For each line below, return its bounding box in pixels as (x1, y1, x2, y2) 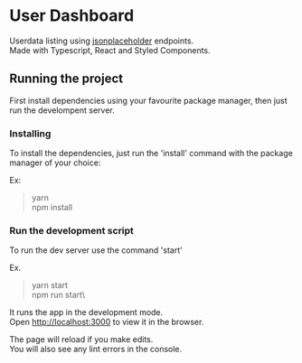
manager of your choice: (9, 157, 101, 168)
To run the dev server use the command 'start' (9, 245, 183, 256)
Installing (9, 127, 52, 140)
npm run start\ (31, 290, 86, 301)
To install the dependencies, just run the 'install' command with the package (9, 148, 294, 159)
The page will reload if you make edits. (9, 334, 154, 345)
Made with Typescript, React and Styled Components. (9, 44, 211, 55)
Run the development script (9, 224, 134, 237)
